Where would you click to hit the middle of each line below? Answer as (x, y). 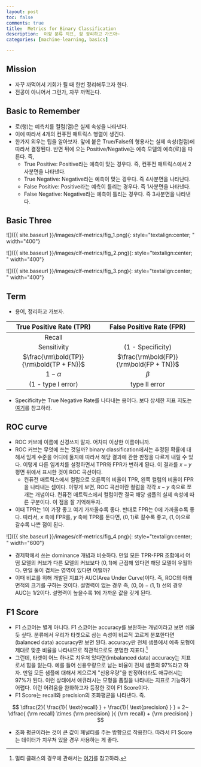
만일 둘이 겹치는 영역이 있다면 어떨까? (67, 570)
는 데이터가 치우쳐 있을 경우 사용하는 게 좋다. (67, 739)
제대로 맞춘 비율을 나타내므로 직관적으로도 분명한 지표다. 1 (81, 650)
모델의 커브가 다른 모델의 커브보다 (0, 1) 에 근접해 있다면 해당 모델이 (99, 563)
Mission (22, 69)
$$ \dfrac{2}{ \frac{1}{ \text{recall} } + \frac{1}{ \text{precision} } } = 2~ (100, 707)
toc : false (20, 17)
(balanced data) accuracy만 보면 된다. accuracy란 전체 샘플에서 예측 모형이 (105, 642)
